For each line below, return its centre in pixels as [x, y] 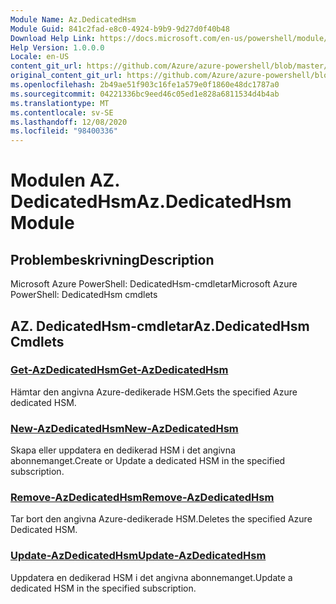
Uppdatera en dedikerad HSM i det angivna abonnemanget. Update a [151, 577]
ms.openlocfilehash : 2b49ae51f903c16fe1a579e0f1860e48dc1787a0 [145, 85]
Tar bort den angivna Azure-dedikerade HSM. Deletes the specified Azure [161, 519]
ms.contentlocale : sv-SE [62, 112]
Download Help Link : [53, 38]
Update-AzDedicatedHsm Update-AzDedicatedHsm [138, 556]
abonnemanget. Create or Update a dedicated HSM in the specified [148, 461]
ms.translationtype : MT [60, 103]
